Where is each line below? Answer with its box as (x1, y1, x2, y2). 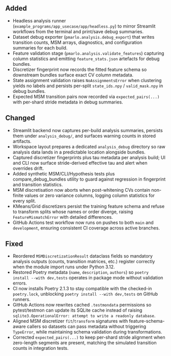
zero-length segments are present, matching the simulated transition (12, 340, 157, 346)
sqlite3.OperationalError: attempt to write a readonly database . (12, 313, 156, 319)
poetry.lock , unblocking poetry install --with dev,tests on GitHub (12, 291, 158, 297)
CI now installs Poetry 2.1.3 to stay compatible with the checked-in (12, 286, 152, 292)
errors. (12, 280, 27, 286)
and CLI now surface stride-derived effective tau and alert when (12, 160, 148, 166)
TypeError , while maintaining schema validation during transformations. (12, 329, 162, 335)
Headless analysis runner (12, 17, 66, 23)
